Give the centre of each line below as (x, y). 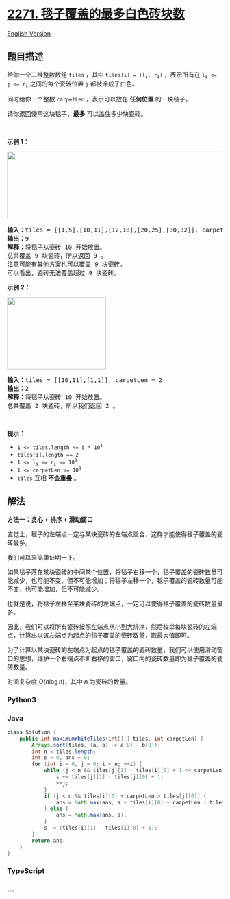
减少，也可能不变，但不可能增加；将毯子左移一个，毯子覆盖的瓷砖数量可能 (118, 580)
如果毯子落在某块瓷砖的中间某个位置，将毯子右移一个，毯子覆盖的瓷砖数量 (112, 572)
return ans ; (49, 841)
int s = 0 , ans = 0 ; (61, 758)
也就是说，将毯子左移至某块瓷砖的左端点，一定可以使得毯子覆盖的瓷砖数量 (112, 603)
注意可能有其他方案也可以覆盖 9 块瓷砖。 (67, 264)
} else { (56, 809)
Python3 (22, 699)
